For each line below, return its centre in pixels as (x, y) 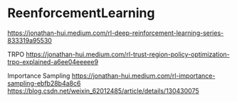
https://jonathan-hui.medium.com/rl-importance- (143, 76)
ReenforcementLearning (81, 13)
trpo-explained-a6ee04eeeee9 (53, 61)
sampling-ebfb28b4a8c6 (44, 83)
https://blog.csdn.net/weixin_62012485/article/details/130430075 (103, 91)
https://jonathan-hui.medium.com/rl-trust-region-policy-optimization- (128, 54)
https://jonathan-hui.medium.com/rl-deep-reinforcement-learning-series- (116, 33)
